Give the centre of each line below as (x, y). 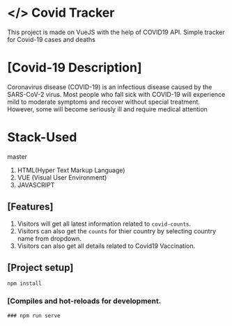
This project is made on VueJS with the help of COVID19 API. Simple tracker (116, 32)
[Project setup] (40, 268)
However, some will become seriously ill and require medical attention (107, 109)
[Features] (30, 207)
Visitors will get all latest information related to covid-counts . (104, 224)
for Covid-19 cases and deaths (51, 39)
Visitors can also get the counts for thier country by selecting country (117, 231)
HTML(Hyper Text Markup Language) (71, 170)
